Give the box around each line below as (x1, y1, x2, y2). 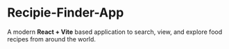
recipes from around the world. (7, 35, 96, 43)
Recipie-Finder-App (7, 5, 124, 21)
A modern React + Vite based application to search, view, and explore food (7, 28, 223, 36)
